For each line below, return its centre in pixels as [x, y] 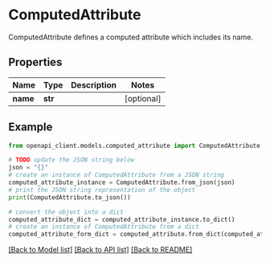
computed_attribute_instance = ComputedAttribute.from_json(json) [122, 182]
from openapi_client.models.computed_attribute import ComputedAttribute [135, 145]
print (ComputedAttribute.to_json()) [70, 197]
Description [94, 84]
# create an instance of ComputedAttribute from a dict [104, 227]
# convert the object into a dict [66, 212]
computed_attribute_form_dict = [62, 235]
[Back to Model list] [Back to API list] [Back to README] [100, 250]
